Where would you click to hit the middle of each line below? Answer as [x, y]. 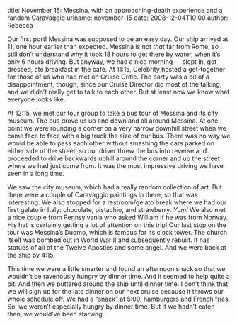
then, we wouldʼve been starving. [56, 314]
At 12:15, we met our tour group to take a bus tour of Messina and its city [113, 113]
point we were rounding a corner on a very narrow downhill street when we [117, 128]
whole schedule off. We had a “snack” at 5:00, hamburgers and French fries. [119, 299]
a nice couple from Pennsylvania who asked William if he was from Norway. [118, 217]
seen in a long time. [36, 173]
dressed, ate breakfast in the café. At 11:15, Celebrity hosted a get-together [116, 69]
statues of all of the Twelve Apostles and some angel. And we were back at [117, 247]
